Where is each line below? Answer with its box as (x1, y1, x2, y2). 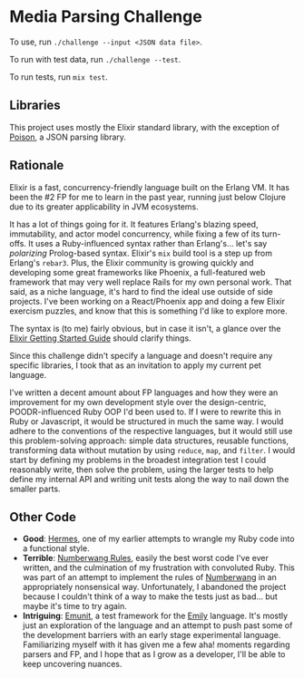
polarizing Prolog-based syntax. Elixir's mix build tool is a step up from (9, 247, 273, 258)
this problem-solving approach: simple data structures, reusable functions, (9, 435, 289, 446)
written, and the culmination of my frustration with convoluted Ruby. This (22, 562, 295, 573)
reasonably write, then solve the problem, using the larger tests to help (9, 464, 274, 475)
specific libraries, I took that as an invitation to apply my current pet (9, 360, 261, 371)
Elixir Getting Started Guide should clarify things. (9, 333, 192, 344)
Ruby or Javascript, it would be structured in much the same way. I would (9, 415, 284, 427)
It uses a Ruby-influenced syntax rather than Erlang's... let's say (28, 237, 268, 248)
